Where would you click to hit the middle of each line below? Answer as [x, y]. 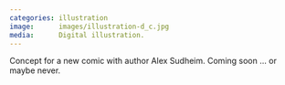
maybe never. [35, 70]
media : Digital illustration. [77, 35]
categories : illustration [58, 18]
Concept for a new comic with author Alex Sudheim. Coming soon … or [143, 61]
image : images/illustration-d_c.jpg [90, 27]
